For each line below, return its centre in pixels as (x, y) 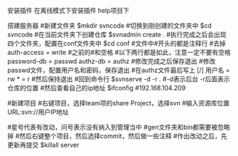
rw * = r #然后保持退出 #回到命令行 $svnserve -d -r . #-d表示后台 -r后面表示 (119, 79)
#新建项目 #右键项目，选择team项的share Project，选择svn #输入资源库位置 (119, 103)
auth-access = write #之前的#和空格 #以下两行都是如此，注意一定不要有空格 (119, 52)
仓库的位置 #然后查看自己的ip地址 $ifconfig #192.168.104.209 (97, 88)
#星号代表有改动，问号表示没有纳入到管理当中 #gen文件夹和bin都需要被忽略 (119, 127)
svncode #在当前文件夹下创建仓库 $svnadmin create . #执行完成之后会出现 (117, 35)
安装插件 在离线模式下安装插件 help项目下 (69, 10)
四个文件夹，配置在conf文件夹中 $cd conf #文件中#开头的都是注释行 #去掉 (117, 43)
